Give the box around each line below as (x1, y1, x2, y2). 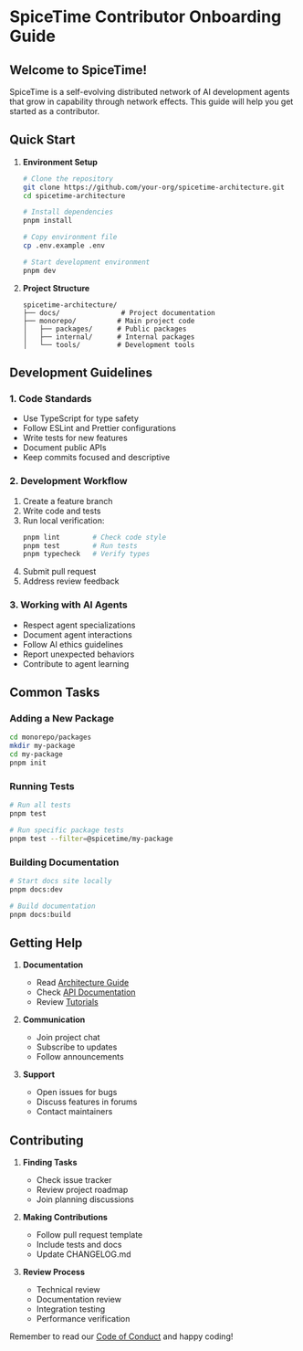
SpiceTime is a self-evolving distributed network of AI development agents (9, 87, 290, 97)
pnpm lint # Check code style (22, 533, 167, 542)
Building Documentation (9, 856, 120, 869)
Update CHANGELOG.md (36, 1249, 131, 1260)
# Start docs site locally (9, 876, 112, 885)
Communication (22, 1014, 86, 1025)
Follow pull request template (36, 1230, 143, 1240)
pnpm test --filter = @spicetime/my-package (9, 834, 173, 843)
